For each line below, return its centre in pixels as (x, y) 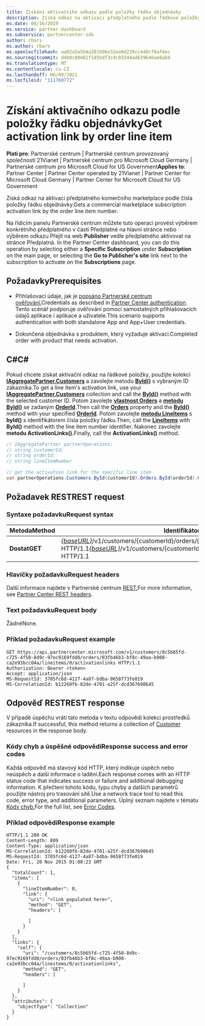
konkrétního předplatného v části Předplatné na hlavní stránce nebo (92, 230)
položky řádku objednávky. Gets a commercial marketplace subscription (96, 205)
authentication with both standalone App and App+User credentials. (101, 322)
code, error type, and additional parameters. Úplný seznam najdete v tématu (102, 800)
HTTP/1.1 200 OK (27, 835)
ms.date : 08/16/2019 (33, 23)
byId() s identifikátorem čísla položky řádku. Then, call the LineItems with (98, 420)
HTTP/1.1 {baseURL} (91, 548)
